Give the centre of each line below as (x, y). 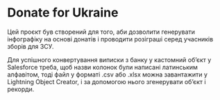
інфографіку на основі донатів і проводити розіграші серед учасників (110, 39)
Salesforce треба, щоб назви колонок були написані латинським (102, 67)
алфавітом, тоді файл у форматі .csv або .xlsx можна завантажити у (108, 74)
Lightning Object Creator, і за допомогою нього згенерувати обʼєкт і (107, 81)
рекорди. (21, 89)
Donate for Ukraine (63, 13)
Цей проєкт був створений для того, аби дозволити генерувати (101, 32)
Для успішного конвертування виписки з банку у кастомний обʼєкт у (109, 59)
